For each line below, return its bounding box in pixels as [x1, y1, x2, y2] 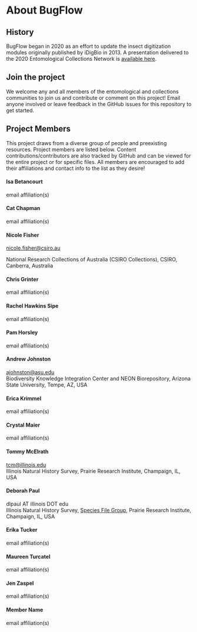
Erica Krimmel [6, 395, 42, 402]
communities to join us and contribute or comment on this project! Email [6, 94, 181, 101]
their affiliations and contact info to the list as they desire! [6, 165, 145, 172]
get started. [6, 107, 34, 114]
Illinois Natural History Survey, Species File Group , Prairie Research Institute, [6, 506, 192, 513]
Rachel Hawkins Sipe [6, 302, 59, 310]
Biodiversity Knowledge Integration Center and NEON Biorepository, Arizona [6, 375, 191, 382]
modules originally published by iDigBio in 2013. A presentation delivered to [6, 49, 189, 56]
